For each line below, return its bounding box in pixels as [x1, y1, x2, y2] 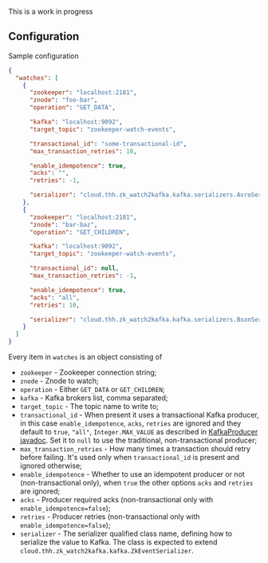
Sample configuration [8, 51, 80, 61]
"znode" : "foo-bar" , [29, 96, 98, 105]
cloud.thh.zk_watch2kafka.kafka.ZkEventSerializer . [19, 546, 194, 556]
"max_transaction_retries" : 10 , [29, 147, 137, 155]
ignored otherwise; [19, 461, 82, 470]
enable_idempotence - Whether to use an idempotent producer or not [19, 470, 245, 479]
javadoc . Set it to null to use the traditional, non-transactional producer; [19, 435, 258, 446]
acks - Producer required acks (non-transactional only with [19, 495, 214, 505]
